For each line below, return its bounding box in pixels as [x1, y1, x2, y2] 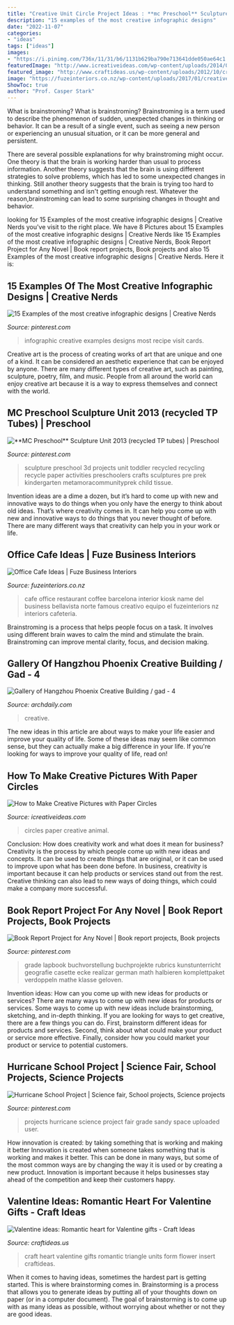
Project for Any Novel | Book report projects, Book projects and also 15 [7, 245, 210, 254]
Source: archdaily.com [7, 701, 72, 709]
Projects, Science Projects [7, 1072, 124, 1084]
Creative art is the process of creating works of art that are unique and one [7, 350, 223, 358]
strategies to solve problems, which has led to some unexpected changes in [7, 172, 226, 181]
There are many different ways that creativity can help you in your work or [7, 521, 220, 529]
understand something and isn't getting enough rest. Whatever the [7, 187, 198, 196]
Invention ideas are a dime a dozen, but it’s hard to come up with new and [7, 492, 219, 500]
